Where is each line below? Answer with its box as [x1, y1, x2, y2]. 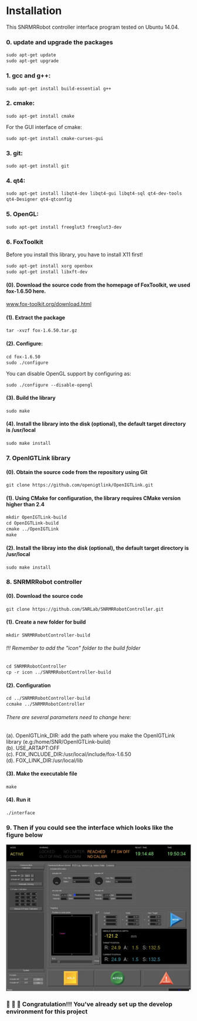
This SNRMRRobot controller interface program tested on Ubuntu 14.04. [6, 23, 179, 30]
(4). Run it [6, 796, 31, 804]
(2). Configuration [6, 682, 51, 689]
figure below [6, 831, 43, 839]
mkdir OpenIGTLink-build [6, 515, 67, 520]
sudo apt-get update [6, 52, 57, 58]
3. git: [6, 149, 23, 157]
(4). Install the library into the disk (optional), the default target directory [6, 420, 186, 427]
